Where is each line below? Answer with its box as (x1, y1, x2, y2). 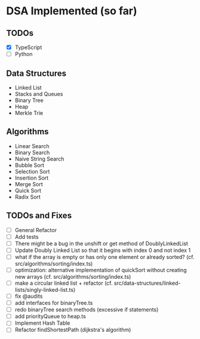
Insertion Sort (14, 174, 49, 181)
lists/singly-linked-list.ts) (14, 286, 76, 293)
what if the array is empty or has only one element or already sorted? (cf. (14, 253, 195, 260)
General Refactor (14, 226, 57, 233)
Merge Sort (14, 180, 43, 187)
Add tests (14, 233, 39, 240)
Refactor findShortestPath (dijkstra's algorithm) (14, 326, 131, 334)
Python (14, 51, 33, 58)
